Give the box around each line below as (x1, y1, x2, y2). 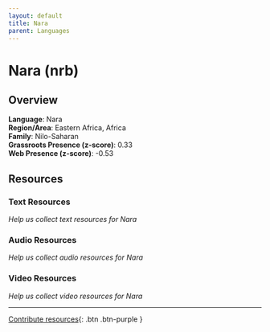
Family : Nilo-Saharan (8, 132, 79, 141)
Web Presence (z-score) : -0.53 (8, 149, 114, 158)
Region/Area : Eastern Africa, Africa (8, 123, 127, 133)
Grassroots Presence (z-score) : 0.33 (8, 140, 133, 150)
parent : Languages (8, 27, 70, 35)
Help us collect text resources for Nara (8, 215, 137, 224)
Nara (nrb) (8, 61, 79, 80)
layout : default (8, 11, 63, 20)
